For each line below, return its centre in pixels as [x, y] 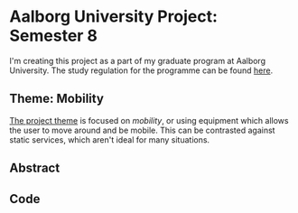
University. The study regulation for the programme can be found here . [141, 70]
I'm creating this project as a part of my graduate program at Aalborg [138, 60]
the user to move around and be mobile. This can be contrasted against [142, 130]
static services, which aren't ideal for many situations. [110, 139]
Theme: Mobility [56, 99]
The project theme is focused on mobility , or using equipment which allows [149, 120]
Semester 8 [53, 36]
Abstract [35, 168]
